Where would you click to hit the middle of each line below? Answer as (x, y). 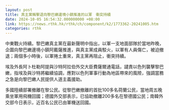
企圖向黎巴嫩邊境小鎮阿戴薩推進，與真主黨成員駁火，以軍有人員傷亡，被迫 (82, 50)
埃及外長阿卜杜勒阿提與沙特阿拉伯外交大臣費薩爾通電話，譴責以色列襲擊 (80, 67)
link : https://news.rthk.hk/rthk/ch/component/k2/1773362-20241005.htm (82, 24)
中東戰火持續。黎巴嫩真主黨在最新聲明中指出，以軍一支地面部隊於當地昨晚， (84, 44)
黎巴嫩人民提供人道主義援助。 (53, 79)
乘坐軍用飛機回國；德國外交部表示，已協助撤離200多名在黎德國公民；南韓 (82, 96)
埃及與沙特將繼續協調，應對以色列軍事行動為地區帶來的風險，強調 (87, 73)
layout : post (19, 10)
